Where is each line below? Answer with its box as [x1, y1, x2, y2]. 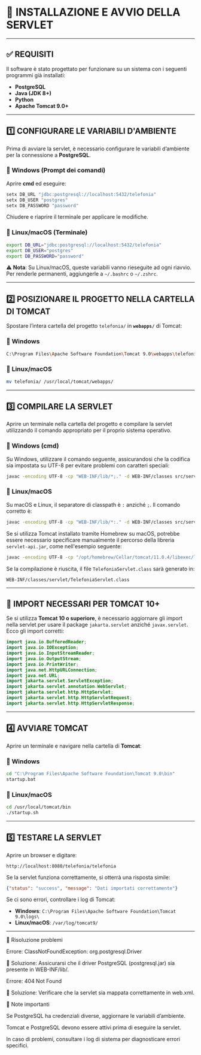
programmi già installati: [6, 71, 66, 78]
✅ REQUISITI [6, 49, 54, 59]
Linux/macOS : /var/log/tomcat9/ [14, 919, 99, 926]
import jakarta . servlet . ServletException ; [6, 678, 114, 684]
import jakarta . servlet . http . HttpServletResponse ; [6, 700, 135, 706]
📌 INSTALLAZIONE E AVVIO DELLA [6, 5, 181, 19]
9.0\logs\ [14, 914, 40, 920]
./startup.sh [6, 809, 39, 815]
